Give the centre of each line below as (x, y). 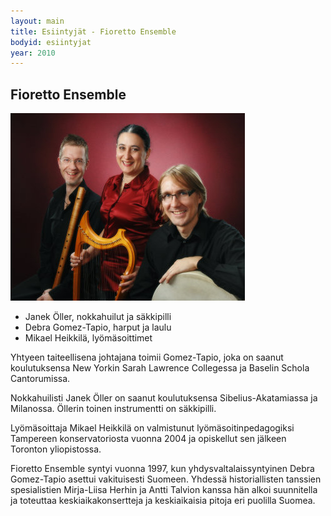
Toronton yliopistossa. (56, 449)
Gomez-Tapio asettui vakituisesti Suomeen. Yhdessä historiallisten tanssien (166, 479)
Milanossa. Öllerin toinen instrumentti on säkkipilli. (113, 409)
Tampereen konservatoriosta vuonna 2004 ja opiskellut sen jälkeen (148, 439)
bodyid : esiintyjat (51, 42)
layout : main (37, 21)
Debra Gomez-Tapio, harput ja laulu (98, 327)
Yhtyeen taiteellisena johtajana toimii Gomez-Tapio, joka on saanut (147, 357)
